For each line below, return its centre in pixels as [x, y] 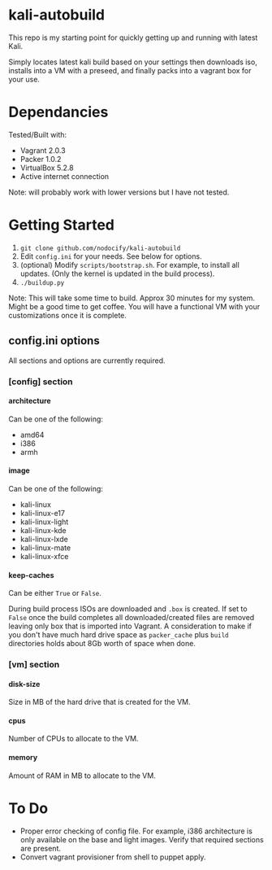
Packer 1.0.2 [41, 159]
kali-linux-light [44, 522]
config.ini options [54, 341]
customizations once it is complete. [68, 315]
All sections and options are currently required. [87, 361]
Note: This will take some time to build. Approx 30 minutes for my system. [132, 298]
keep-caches [31, 575]
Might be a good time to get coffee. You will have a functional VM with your [134, 306]
